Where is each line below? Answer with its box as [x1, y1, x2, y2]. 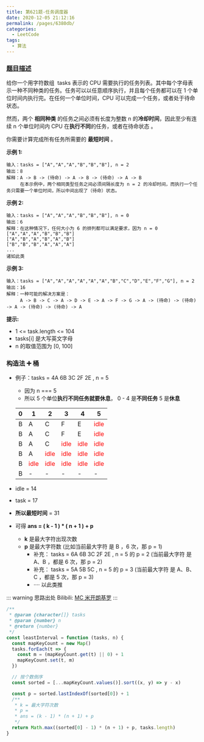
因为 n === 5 [24, 387, 57, 394]
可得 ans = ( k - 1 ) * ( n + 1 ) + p [15, 523, 94, 530]
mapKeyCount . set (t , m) [17, 657, 75, 663]
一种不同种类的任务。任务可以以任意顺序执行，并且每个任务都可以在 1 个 [11, 87, 193, 95]
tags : [6, 37, 20, 43]
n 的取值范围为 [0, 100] [15, 343, 73, 350]
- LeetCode [12, 32, 40, 38]
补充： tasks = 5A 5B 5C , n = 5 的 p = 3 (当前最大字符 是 [33, 566, 176, 573]
